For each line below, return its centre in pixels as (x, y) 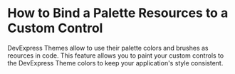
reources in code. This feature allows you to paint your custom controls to (116, 55)
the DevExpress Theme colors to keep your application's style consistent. (115, 63)
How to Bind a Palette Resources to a (118, 13)
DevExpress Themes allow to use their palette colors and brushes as (108, 48)
